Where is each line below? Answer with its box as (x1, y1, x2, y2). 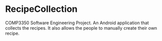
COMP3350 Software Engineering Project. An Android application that (5, 20, 149, 26)
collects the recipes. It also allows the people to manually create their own (5, 25, 158, 31)
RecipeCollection (5, 3, 78, 15)
